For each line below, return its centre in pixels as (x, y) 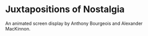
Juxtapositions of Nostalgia (65, 9)
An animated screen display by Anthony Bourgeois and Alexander (74, 23)
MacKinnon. (18, 28)
